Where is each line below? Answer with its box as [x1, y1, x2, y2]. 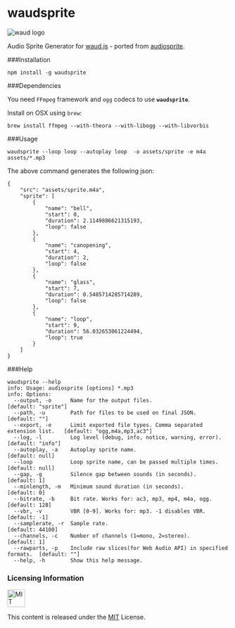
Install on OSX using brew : [7, 108, 82, 117]
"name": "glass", [44, 278, 96, 286]
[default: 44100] [7, 526, 58, 533]
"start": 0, [44, 211, 80, 218]
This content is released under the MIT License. [7, 613, 146, 622]
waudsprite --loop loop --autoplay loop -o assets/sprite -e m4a [7, 148, 206, 155]
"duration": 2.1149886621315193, [44, 217, 143, 224]
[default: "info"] [7, 440, 61, 447]
